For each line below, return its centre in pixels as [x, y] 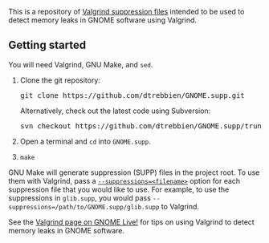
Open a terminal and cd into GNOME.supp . [85, 141]
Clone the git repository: [60, 80]
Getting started [47, 45]
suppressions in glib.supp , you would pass [79, 198]
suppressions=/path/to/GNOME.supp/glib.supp [84, 207]
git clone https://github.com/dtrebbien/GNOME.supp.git [132, 95]
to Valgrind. [180, 206]
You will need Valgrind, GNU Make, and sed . [81, 64]
